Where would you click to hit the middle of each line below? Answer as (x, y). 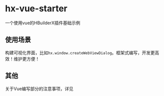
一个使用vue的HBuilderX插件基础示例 (43, 23)
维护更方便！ (27, 59)
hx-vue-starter (36, 9)
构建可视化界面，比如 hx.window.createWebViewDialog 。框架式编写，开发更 (80, 53)
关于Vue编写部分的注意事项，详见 (39, 89)
